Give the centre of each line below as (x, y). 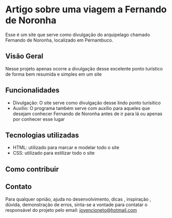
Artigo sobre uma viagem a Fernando (86, 10)
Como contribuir (32, 169)
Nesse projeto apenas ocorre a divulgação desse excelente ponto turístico (84, 68)
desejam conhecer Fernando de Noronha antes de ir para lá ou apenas (88, 114)
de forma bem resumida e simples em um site (54, 74)
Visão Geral (24, 56)
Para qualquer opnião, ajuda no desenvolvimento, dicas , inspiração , (78, 199)
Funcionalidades (33, 90)
